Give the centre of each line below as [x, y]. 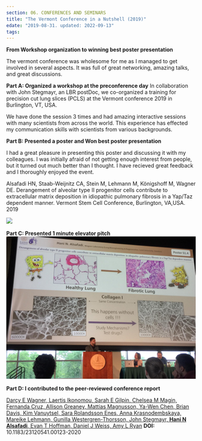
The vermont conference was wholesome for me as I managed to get [92, 61]
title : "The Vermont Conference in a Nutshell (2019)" [76, 19]
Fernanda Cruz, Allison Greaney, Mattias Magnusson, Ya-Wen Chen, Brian [98, 407]
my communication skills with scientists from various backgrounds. [89, 130]
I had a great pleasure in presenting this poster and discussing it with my [96, 153]
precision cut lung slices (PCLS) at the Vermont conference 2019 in [89, 99]
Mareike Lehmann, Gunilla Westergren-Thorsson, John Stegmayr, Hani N [96, 419]
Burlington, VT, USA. [32, 105]
